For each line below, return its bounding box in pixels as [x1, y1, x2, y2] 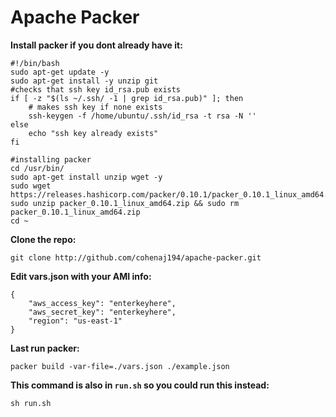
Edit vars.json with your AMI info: [10, 270, 152, 282]
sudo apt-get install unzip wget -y [10, 172, 163, 182]
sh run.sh [10, 398, 52, 408]
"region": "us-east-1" [28, 316, 123, 326]
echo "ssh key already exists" [28, 128, 159, 138]
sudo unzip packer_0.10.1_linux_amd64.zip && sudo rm [10, 198, 240, 208]
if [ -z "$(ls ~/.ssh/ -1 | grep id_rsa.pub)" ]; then [10, 93, 244, 103]
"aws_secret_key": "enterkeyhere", [28, 307, 177, 317]
